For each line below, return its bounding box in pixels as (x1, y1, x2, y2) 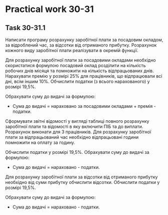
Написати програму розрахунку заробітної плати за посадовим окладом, (5, 37, 163, 43)
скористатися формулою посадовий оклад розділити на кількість (5, 63, 146, 68)
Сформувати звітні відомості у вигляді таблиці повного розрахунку (5, 118, 149, 124)
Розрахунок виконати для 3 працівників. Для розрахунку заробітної (5, 129, 151, 135)
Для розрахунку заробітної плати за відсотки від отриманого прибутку (5, 174, 158, 180)
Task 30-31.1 (5, 24, 46, 32)
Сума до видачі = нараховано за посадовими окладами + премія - (12, 103, 156, 109)
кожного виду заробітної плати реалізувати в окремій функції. (5, 48, 139, 53)
